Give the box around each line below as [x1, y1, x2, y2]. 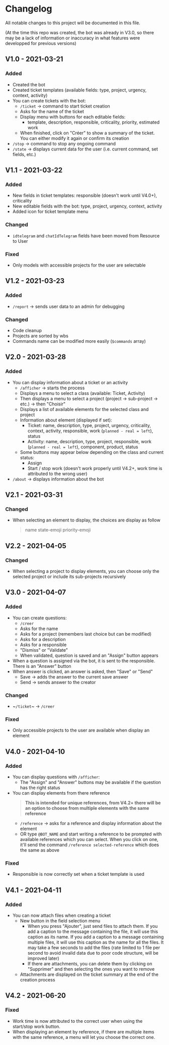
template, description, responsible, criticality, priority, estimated [27, 119, 160, 125]
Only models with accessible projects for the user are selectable [12, 262, 146, 268]
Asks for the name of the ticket [20, 108, 84, 114]
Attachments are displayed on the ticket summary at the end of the [20, 971, 158, 977]
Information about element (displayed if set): [20, 417, 112, 423]
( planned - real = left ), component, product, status [27, 444, 138, 450]
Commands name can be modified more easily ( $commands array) [12, 338, 146, 344]
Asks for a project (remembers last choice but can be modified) [20, 631, 152, 637]
